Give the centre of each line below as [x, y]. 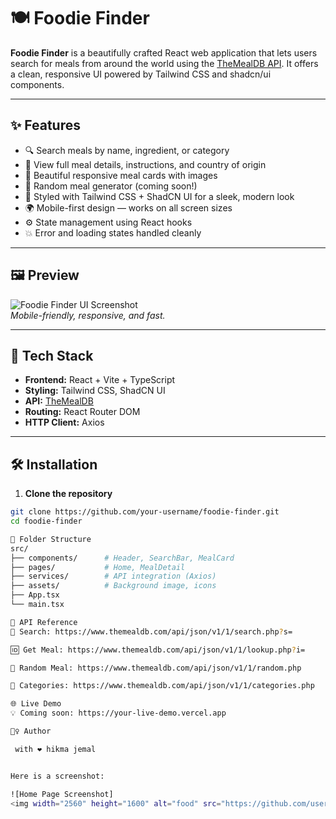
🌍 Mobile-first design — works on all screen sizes [128, 207]
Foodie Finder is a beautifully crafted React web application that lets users [164, 52]
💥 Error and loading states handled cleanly [113, 232]
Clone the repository [68, 494]
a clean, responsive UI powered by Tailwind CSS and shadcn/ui [141, 74]
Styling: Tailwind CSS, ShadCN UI [95, 391]
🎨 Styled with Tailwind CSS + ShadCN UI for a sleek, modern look [159, 196]
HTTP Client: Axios [64, 422]
